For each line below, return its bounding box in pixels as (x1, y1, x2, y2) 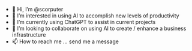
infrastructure (11, 31, 46, 38)
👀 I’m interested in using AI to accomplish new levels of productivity (11, 12, 179, 19)
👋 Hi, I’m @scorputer (11, 6, 64, 13)
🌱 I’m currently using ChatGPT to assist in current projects (11, 19, 156, 25)
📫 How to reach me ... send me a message (11, 38, 119, 45)
